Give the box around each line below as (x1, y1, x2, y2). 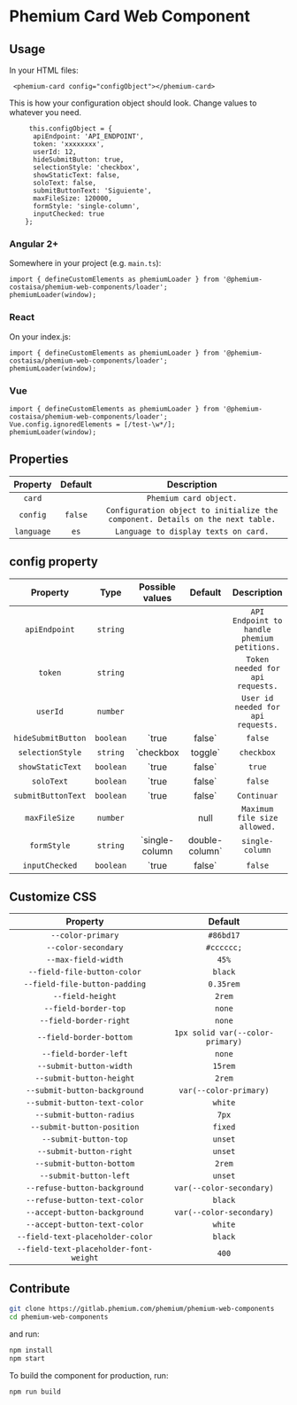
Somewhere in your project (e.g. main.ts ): (9, 258, 162, 269)
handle (243, 624, 271, 635)
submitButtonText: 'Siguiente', (32, 186, 152, 195)
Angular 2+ (9, 238, 59, 250)
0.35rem (208, 980, 240, 989)
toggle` (190, 746, 221, 759)
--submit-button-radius (34, 1110, 135, 1120)
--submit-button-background (26, 1086, 144, 1096)
